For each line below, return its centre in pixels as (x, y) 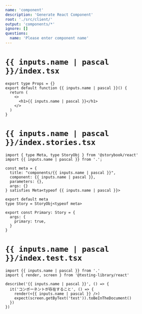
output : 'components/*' (30, 24)
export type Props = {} (30, 83)
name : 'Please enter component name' (49, 38)
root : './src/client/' (29, 19)
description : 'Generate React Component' (49, 15)
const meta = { (21, 168)
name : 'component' (24, 10)
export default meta (27, 199)
